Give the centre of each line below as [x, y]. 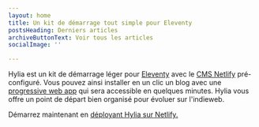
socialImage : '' [35, 45]
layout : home [30, 15]
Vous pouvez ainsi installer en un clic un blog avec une [132, 83]
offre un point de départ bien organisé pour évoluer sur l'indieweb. [116, 99]
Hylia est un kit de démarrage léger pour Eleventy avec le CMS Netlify [122, 74]
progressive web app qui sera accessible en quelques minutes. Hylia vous [129, 91]
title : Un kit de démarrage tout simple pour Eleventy [100, 23]
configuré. [25, 83]
